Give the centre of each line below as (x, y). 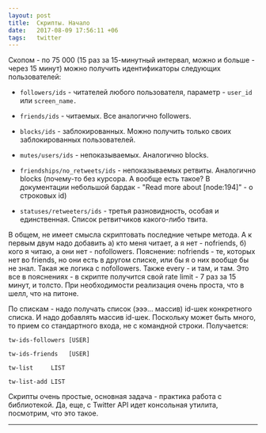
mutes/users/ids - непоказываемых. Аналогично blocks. (114, 155)
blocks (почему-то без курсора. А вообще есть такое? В (115, 179)
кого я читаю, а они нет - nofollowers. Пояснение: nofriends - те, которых (132, 252)
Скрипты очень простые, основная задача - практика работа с (115, 397)
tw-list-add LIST (37, 382)
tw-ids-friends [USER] (49, 354)
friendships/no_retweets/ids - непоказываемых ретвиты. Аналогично (137, 170)
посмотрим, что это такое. (53, 413)
